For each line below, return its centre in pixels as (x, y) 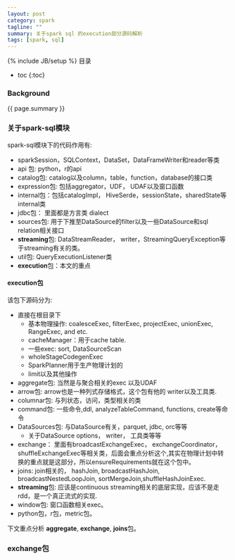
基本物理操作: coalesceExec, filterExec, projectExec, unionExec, (120, 323)
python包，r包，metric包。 (57, 513)
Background (29, 94)
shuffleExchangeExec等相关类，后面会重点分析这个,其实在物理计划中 (118, 453)
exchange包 (28, 548)
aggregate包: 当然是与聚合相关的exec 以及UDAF (87, 382)
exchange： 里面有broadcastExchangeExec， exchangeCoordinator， (119, 444)
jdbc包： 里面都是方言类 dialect (63, 213)
